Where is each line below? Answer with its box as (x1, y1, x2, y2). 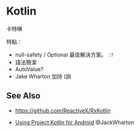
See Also (6, 91, 41, 101)
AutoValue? (15, 65, 44, 72)
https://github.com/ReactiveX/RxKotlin (15, 106, 111, 114)
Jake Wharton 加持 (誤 (15, 72, 72, 80)
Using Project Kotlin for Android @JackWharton (15, 119, 135, 126)
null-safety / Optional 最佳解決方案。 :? (15, 50, 114, 58)
